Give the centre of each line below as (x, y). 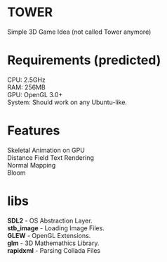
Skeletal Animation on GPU (46, 150)
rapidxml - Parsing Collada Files (54, 250)
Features (34, 131)
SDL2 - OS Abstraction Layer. (50, 220)
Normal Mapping (32, 165)
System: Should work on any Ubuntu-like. (67, 102)
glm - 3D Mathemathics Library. (53, 243)
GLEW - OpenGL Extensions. (49, 235)
